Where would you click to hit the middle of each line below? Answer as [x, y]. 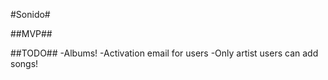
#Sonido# [30, 14]
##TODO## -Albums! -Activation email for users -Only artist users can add [164, 53]
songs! [24, 63]
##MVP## [31, 33]
